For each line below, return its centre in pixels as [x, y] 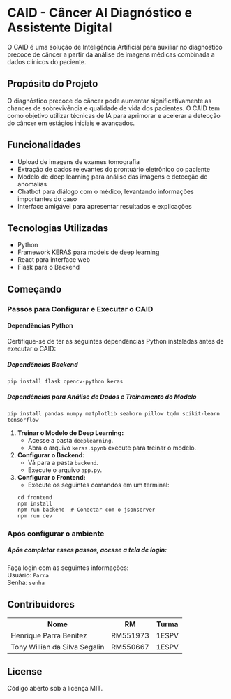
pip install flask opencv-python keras [65, 381]
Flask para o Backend [49, 267]
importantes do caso [47, 199]
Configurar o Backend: [51, 455]
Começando [35, 289]
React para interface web [54, 260]
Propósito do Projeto [53, 84]
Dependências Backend [43, 365]
